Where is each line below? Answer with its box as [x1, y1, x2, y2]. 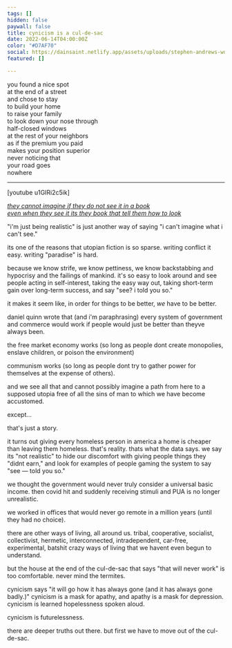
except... [7, 410, 32, 418]
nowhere [7, 168, 32, 176]
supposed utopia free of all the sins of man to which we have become [7, 389, 206, 398]
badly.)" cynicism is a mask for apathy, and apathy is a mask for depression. [7, 592, 224, 600]
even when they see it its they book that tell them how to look [7, 209, 182, 217]
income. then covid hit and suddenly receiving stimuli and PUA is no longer [7, 487, 221, 495]
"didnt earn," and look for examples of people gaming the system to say [7, 459, 212, 468]
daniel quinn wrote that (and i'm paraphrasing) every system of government [7, 313, 223, 321]
